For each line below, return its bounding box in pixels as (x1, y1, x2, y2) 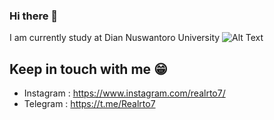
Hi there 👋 (9, 9, 59, 23)
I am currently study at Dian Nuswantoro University (9, 32, 221, 44)
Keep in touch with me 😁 (9, 60, 168, 78)
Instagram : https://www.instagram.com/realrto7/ (23, 87, 226, 99)
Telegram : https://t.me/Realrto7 (23, 98, 156, 110)
